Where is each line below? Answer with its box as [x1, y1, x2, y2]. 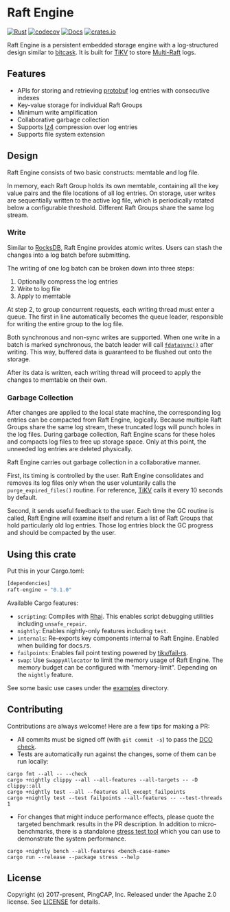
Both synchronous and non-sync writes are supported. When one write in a [7, 333, 220, 341]
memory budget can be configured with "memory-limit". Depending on [16, 663, 218, 671]
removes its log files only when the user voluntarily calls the [7, 479, 176, 487]
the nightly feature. [16, 670, 73, 679]
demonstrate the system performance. [16, 834, 126, 843]
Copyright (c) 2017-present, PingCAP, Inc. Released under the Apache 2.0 [7, 891, 217, 899]
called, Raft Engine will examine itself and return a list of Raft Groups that [7, 514, 214, 523]
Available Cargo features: [7, 599, 79, 607]
